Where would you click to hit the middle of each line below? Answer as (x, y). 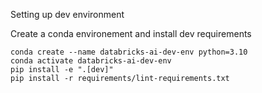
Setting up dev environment (67, 14)
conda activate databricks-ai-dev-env (91, 61)
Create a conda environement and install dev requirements (131, 33)
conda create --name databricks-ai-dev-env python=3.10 (129, 52)
